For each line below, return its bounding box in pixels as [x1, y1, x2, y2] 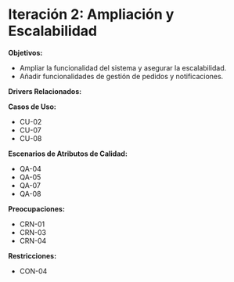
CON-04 [19, 266, 48, 276]
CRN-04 [19, 236, 47, 245]
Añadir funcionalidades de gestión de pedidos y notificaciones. [19, 71, 224, 81]
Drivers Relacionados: [8, 86, 82, 96]
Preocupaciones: [8, 204, 65, 213]
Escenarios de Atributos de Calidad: [8, 149, 128, 158]
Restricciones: [8, 251, 57, 260]
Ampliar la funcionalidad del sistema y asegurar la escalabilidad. [19, 63, 227, 72]
